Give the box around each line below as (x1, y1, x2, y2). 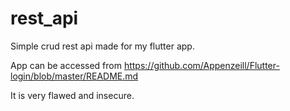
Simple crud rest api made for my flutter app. (10, 40, 195, 52)
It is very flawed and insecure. (10, 89, 135, 101)
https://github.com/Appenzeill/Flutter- (123, 59, 280, 71)
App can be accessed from (10, 59, 122, 71)
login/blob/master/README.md (10, 70, 139, 82)
